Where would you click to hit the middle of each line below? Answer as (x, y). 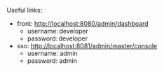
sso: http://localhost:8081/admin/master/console (87, 46)
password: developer (57, 38)
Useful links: (25, 10)
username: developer (58, 31)
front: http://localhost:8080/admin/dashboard (82, 23)
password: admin (52, 61)
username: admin (52, 53)
